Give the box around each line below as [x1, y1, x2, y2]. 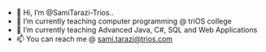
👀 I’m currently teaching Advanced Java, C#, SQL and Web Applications [15, 25, 258, 34]
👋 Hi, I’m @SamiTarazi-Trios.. [15, 8, 114, 17]
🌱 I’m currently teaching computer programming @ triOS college [15, 16, 232, 26]
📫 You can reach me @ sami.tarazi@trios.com [15, 34, 173, 44]
